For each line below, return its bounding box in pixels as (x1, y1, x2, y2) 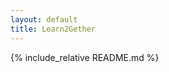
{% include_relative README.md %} (10, 51, 160, 63)
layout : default (10, 14, 78, 25)
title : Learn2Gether (10, 24, 97, 34)
